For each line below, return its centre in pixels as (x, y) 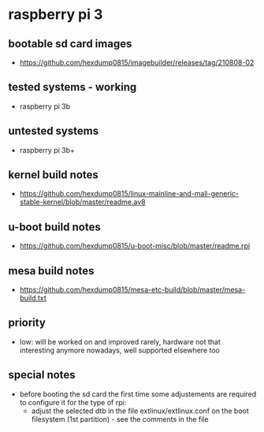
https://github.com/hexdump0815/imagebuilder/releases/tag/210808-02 (137, 62)
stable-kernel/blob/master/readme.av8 (82, 202)
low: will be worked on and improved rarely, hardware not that (120, 341)
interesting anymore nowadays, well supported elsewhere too (120, 350)
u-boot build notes (54, 227)
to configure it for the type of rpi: (73, 402)
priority (27, 323)
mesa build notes (51, 271)
